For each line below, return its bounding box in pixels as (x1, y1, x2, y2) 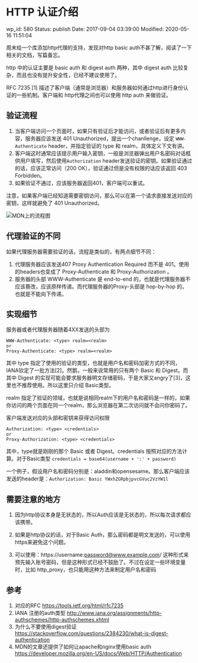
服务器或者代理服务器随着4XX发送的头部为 (6, 326, 111, 333)
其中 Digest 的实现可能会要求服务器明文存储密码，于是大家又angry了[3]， (6, 375, 186, 382)
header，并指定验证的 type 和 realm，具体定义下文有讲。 (48, 142, 188, 149)
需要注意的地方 (6, 494, 61, 505)
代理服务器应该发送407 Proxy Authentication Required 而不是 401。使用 (14, 261, 189, 268)
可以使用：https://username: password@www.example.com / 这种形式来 (14, 551, 189, 559)
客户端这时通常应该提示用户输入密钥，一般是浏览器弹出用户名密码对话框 (14, 150, 191, 157)
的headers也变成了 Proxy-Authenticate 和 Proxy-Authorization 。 (14, 268, 173, 275)
